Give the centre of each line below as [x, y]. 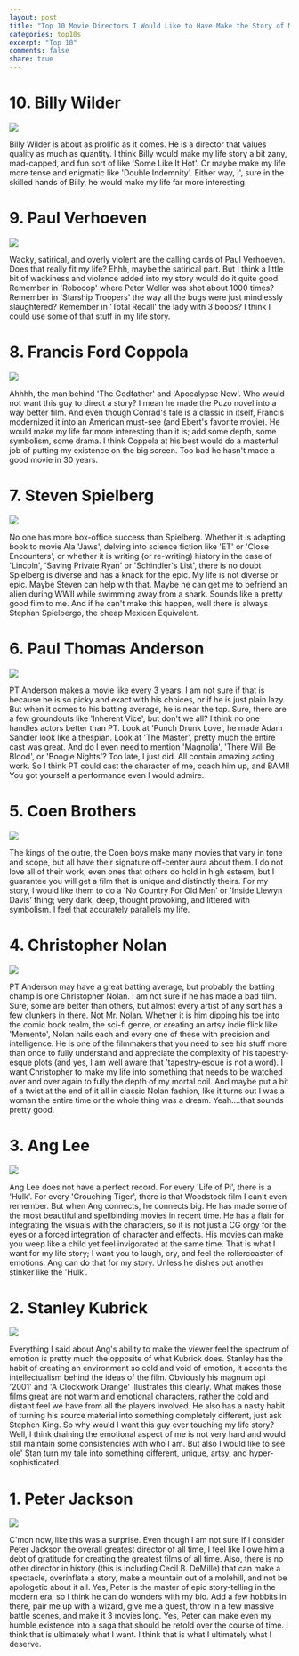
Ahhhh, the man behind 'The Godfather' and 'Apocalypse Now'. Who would [147, 394]
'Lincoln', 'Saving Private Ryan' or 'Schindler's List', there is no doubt [135, 565]
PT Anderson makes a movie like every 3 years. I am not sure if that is [137, 690]
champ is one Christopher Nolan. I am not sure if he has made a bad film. [143, 996]
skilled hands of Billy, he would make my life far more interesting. [128, 182]
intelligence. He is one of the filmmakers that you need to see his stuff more [148, 1043]
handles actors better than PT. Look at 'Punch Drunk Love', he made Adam [146, 727]
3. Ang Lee [50, 1145]
